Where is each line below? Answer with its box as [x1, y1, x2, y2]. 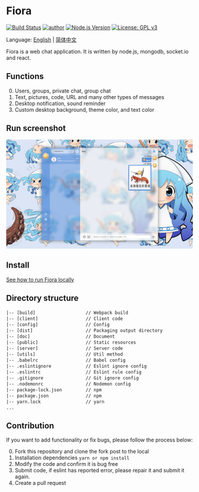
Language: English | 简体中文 [6, 36, 77, 43]
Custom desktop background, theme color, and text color [14, 106, 155, 113]
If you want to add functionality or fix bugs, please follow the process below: [6, 436, 193, 443]
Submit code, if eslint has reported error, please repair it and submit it [14, 467, 185, 474]
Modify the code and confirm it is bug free [14, 461, 118, 468]
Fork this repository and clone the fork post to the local [14, 448, 149, 455]
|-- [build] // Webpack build [6, 310, 129, 316]
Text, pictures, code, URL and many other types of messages [14, 93, 165, 100]
